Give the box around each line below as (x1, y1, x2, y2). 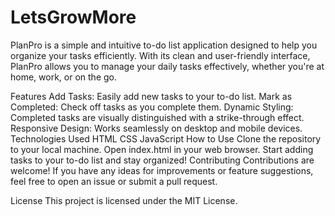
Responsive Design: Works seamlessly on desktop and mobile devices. (10, 122, 303, 134)
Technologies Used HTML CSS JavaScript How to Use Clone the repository (10, 132, 322, 145)
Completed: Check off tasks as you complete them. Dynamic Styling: (10, 101, 294, 113)
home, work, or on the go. (10, 71, 117, 83)
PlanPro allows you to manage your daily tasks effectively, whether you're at (10, 60, 325, 72)
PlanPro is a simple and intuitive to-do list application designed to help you (10, 39, 318, 51)
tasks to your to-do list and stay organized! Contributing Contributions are (10, 154, 315, 166)
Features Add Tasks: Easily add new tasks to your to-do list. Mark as (10, 90, 293, 102)
